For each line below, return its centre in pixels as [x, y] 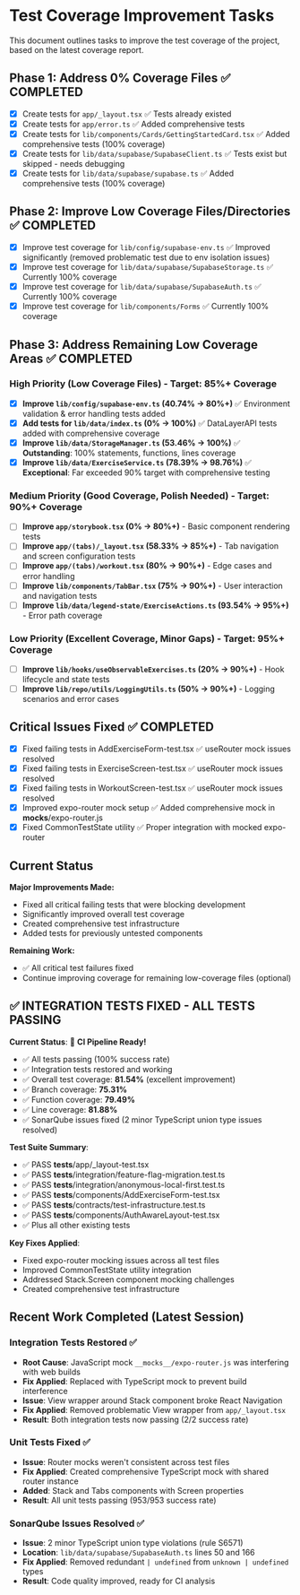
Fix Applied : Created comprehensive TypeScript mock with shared [146, 1471]
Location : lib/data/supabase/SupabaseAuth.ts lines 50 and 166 [138, 1553]
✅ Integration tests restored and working [97, 1069]
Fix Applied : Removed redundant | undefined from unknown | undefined [155, 1562]
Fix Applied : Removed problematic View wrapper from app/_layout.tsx [154, 1409]
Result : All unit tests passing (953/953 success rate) [119, 1500]
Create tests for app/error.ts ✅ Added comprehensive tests [133, 124]
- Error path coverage [62, 615]
